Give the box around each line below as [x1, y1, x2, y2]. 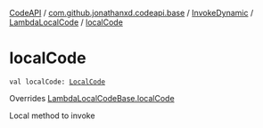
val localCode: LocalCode [9, 77, 105, 86]
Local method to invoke [9, 110, 95, 121]
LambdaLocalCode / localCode [9, 17, 123, 28]
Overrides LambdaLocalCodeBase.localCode [9, 92, 176, 103]
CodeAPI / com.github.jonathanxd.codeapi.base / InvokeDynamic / [9, 8, 254, 18]
